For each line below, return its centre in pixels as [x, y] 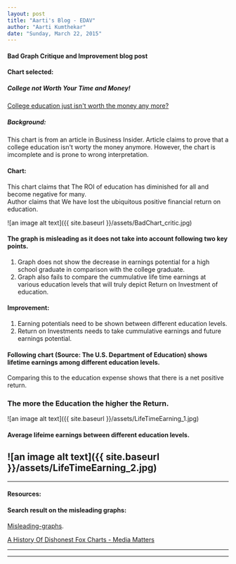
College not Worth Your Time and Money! [69, 88]
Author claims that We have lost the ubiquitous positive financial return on [114, 201]
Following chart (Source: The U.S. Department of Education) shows [107, 355]
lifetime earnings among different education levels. [84, 362]
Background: [27, 122]
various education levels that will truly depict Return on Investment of [118, 284]
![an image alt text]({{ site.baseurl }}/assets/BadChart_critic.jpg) [100, 223]
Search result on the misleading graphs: [67, 510]
